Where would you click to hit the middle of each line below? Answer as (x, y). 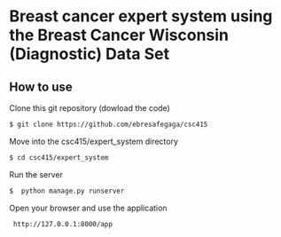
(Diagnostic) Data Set (90, 54)
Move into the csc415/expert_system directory (94, 141)
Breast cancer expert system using (141, 16)
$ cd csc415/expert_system (59, 157)
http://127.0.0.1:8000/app (63, 224)
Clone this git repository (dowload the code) (90, 108)
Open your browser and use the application (88, 208)
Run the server (36, 174)
